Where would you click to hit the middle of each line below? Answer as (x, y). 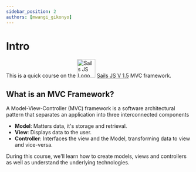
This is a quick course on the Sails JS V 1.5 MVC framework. (89, 76)
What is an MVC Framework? (60, 94)
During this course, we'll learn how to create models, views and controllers (96, 156)
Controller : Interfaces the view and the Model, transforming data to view (102, 138)
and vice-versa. (33, 145)
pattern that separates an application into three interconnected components (98, 115)
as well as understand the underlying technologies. (68, 163)
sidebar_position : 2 (31, 11)
